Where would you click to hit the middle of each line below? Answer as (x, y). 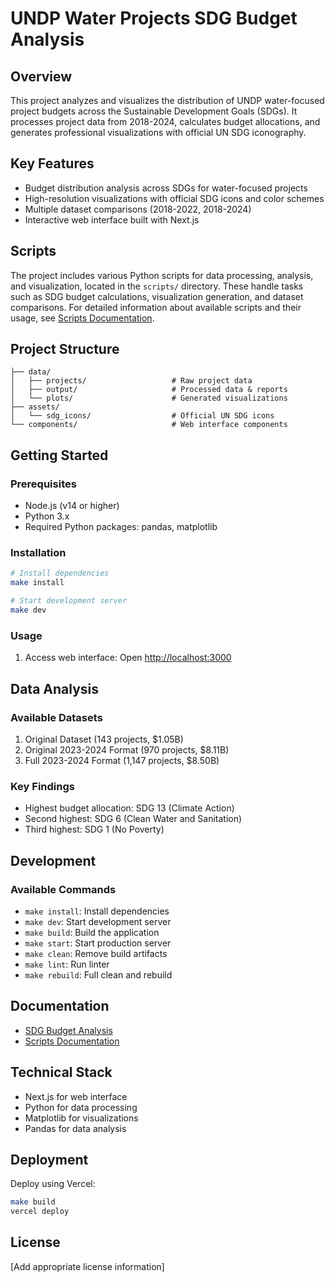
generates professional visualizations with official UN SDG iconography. (158, 132)
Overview (41, 76)
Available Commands (63, 889)
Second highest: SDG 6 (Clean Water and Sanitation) (133, 819)
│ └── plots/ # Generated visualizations (149, 398)
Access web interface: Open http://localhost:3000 (128, 658)
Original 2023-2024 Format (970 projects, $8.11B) (127, 749)
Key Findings (42, 786)
